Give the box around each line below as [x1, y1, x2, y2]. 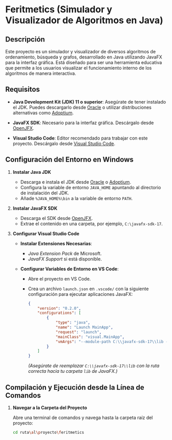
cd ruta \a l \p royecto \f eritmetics [12, 430, 84, 435]
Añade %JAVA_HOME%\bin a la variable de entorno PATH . [20, 195, 133, 201]
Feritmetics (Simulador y [5, 4, 113, 15]
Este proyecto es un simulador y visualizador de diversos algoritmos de [5, 49, 156, 54]
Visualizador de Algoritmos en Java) [5, 14, 164, 26]
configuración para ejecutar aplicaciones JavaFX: [28, 291, 133, 297]
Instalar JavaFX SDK [12, 205, 58, 211]
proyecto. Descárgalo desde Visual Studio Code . [12, 140, 116, 147]
